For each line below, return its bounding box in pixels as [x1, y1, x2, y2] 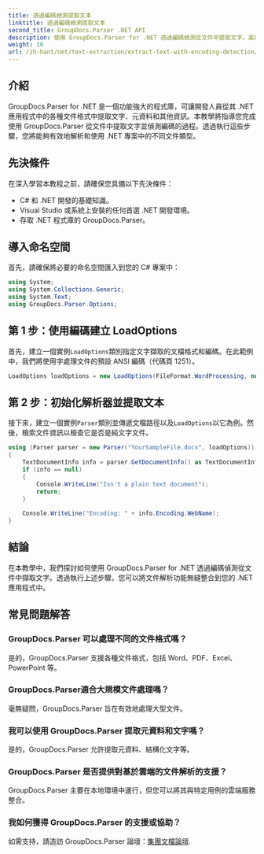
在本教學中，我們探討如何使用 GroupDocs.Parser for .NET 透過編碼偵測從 [8, 563, 245, 572]
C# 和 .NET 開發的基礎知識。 [19, 195, 113, 205]
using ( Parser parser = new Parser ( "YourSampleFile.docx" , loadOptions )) [8, 444, 255, 452]
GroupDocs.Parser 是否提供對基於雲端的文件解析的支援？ [8, 767, 228, 778]
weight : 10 [8, 41, 44, 49]
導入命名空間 [8, 241, 71, 254]
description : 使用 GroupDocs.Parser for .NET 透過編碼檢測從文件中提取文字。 [8, 33, 249, 42]
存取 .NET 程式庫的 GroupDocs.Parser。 [19, 215, 150, 224]
